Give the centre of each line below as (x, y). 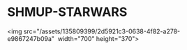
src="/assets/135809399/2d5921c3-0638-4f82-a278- (102, 31)
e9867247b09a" (31, 38)
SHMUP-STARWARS (67, 12)
